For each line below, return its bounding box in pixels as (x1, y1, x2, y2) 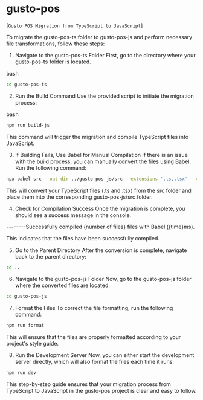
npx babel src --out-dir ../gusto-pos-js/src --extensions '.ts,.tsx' (6, 176, 188, 182)
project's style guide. (6, 340, 59, 347)
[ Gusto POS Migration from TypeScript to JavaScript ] (6, 22, 143, 29)
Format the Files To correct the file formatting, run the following (14, 305, 173, 312)
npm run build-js (6, 122, 50, 128)
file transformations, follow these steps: (6, 40, 105, 47)
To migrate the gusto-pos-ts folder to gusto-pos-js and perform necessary (6, 33, 192, 40)
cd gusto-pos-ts (6, 81, 47, 88)
